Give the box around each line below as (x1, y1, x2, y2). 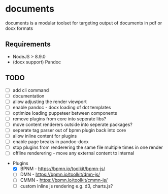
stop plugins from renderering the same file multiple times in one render (12, 144, 163, 150)
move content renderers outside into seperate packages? (12, 121, 133, 127)
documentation (12, 92, 45, 99)
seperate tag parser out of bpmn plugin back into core (12, 127, 126, 133)
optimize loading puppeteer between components (12, 110, 118, 116)
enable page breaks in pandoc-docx (12, 139, 89, 145)
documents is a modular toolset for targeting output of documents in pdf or (5, 20, 162, 26)
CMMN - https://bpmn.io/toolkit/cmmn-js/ (20, 177, 108, 183)
